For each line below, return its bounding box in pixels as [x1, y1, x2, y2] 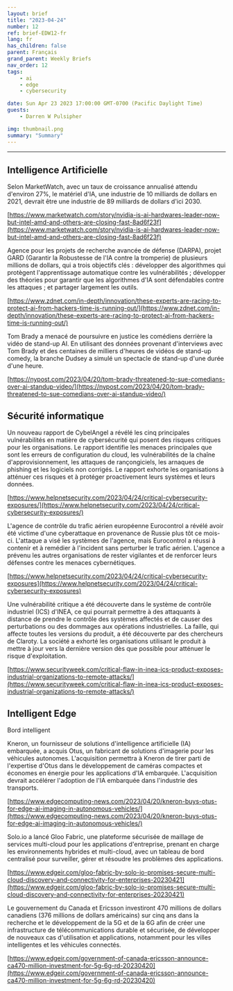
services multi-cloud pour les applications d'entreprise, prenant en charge [7, 840, 220, 848]
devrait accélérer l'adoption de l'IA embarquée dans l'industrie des [7, 776, 198, 784]
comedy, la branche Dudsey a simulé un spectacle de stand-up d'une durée [7, 355, 224, 363]
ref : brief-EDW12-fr [7, 29, 67, 37]
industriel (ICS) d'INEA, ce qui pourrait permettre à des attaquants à [7, 608, 201, 616]
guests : [7, 107, 30, 114]
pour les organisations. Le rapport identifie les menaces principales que [7, 443, 213, 452]
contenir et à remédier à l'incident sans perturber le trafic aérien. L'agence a [7, 544, 225, 552]
